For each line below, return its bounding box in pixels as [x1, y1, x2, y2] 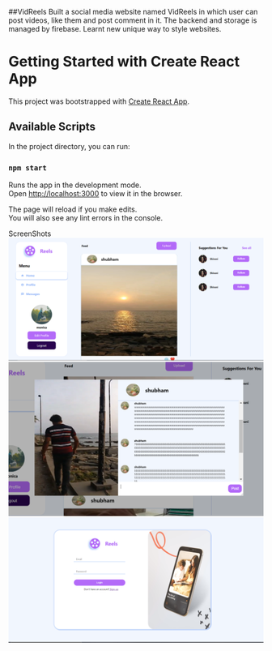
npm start [8, 163, 47, 173]
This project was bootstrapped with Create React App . [8, 96, 190, 106]
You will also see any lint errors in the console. [8, 213, 164, 223]
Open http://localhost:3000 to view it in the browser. [8, 189, 183, 199]
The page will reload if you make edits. [8, 204, 138, 214]
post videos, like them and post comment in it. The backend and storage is [8, 15, 257, 25]
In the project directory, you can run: [8, 141, 130, 151]
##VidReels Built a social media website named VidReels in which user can [8, 7, 258, 16]
